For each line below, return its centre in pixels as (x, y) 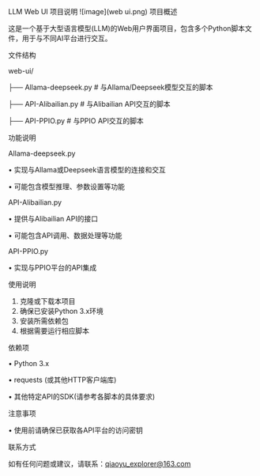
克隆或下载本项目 (47, 301)
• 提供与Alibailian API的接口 (53, 219)
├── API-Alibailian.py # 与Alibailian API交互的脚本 (89, 104)
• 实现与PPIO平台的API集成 (53, 268)
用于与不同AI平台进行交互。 (67, 38)
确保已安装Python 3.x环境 (62, 311)
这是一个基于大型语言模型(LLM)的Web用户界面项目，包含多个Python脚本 (127, 28)
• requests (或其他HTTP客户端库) (62, 380)
